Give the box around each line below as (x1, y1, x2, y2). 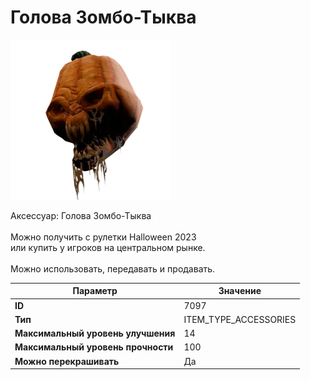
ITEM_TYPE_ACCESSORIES (183, 313, 297, 325)
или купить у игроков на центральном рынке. (10, 241, 206, 253)
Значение (218, 285, 262, 297)
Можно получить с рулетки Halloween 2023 (10, 231, 197, 243)
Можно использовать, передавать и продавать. (10, 262, 216, 275)
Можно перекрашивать (14, 355, 120, 367)
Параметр (72, 285, 118, 297)
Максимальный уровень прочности (14, 341, 174, 353)
